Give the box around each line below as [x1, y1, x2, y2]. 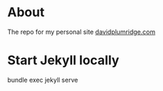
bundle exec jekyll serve [7, 75, 79, 84]
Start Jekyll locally [7, 52, 120, 68]
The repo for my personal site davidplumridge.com [7, 28, 156, 36]
